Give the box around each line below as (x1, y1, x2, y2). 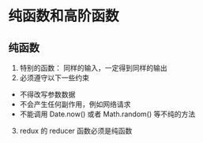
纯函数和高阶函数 (8, 7, 120, 25)
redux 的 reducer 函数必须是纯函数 (19, 126, 133, 135)
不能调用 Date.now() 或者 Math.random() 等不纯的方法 (19, 109, 196, 119)
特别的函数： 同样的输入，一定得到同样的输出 (19, 64, 167, 72)
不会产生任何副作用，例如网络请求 (19, 100, 131, 108)
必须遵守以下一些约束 (19, 73, 89, 82)
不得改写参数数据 (19, 90, 76, 99)
